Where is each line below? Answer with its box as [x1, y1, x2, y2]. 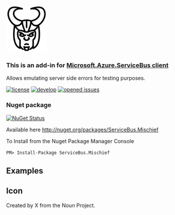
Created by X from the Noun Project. [6, 201, 96, 208]
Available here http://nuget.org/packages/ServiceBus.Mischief [6, 126, 159, 133]
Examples [6, 166, 43, 176]
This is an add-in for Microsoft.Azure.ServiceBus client [6, 61, 169, 69]
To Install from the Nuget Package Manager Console [6, 137, 135, 144]
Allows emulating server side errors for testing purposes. [6, 75, 145, 82]
